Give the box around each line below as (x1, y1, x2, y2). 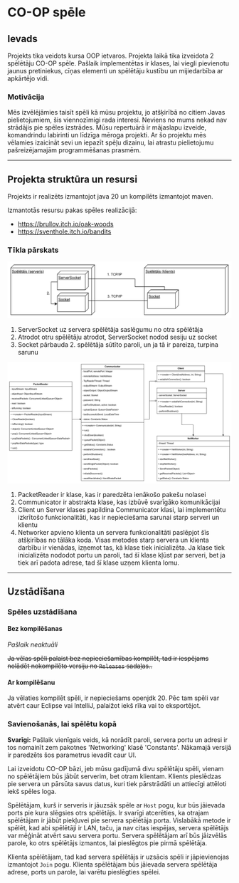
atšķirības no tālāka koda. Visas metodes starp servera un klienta (17, 535, 210, 544)
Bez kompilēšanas (7, 625, 63, 633)
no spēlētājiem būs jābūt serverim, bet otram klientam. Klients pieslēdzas (7, 772, 222, 780)
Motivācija (7, 92, 45, 102)
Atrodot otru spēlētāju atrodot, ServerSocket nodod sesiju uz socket (17, 333, 218, 341)
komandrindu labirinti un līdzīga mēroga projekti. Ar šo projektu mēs (7, 131, 206, 140)
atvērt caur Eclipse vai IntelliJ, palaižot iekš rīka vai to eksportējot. (7, 701, 201, 710)
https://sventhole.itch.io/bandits (17, 227, 112, 236)
